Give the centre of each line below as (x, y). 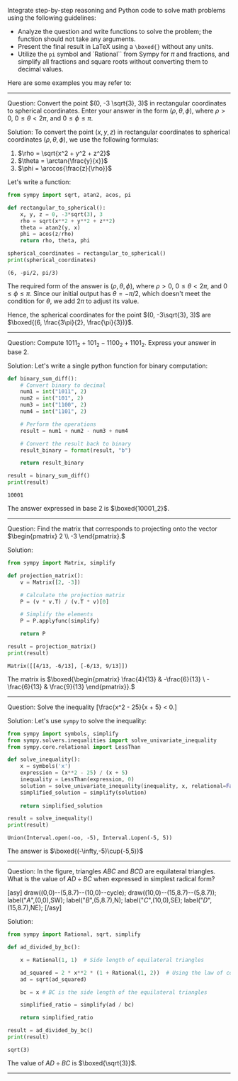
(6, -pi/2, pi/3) (33, 273)
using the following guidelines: (52, 18)
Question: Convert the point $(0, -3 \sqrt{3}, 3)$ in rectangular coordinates (117, 103)
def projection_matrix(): (45, 576)
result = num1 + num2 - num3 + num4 (74, 431)
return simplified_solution (61, 806)
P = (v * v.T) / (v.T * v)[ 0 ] (65, 601)
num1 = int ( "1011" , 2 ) (53, 392)
